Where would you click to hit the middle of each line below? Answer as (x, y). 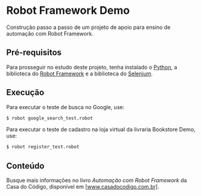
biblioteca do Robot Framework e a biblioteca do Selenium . (79, 74)
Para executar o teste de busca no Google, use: (65, 107)
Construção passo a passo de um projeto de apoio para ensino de (88, 27)
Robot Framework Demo (68, 11)
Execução (25, 93)
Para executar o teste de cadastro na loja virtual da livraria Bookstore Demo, (101, 130)
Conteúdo (25, 166)
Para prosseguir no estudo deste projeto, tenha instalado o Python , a (92, 67)
